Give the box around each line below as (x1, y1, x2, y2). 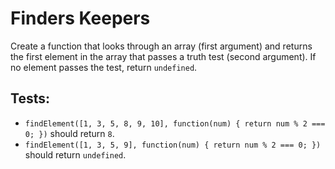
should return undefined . (24, 148, 127, 161)
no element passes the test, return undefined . (10, 61, 198, 73)
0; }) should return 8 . (24, 127, 115, 139)
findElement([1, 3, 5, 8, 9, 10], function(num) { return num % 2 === (24, 118, 326, 129)
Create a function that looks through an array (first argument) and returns (10, 40, 313, 52)
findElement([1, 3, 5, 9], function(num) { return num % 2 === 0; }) (24, 140, 322, 150)
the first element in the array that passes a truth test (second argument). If (10, 50, 317, 62)
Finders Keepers (10, 7, 151, 30)
